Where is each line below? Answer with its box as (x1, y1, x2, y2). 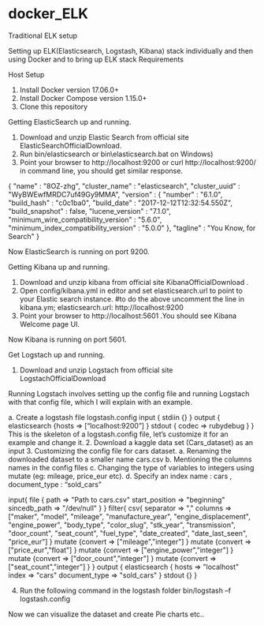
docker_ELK (8, 5, 89, 23)
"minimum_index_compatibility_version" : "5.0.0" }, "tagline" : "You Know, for (8, 223, 256, 233)
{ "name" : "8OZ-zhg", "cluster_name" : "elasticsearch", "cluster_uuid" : (8, 181, 240, 190)
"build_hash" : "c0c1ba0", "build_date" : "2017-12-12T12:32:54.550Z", (8, 198, 233, 208)
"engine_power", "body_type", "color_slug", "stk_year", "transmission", (8, 520, 236, 530)
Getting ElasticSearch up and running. (8, 117, 132, 126)
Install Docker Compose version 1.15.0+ (19, 93, 147, 103)
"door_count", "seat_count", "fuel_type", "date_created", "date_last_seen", (8, 528, 248, 537)
